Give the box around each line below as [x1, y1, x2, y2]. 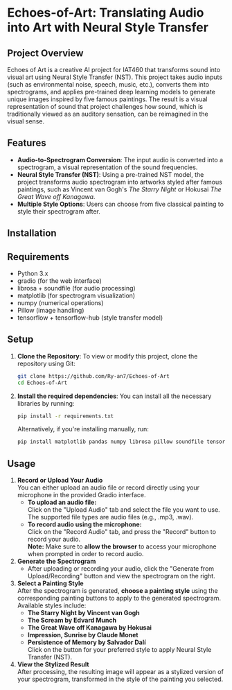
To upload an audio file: [27, 498, 97, 507]
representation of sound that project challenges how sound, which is [7, 103, 203, 110]
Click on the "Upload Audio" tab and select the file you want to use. [27, 506, 220, 514]
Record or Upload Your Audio [17, 476, 103, 485]
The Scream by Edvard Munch [27, 616, 116, 625]
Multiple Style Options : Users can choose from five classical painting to [17, 200, 224, 208]
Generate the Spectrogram [17, 557, 96, 566]
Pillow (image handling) [17, 307, 84, 315]
